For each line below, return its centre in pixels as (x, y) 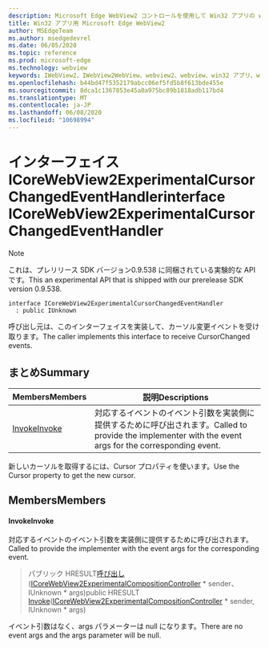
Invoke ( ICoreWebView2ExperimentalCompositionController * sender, (141, 601)
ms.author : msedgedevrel (50, 38)
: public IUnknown (46, 310)
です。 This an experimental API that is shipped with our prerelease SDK (126, 279)
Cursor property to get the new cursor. (72, 475)
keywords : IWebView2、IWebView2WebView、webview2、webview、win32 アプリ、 (132, 75)
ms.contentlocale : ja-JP (50, 105)
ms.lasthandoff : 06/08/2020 (55, 113)
